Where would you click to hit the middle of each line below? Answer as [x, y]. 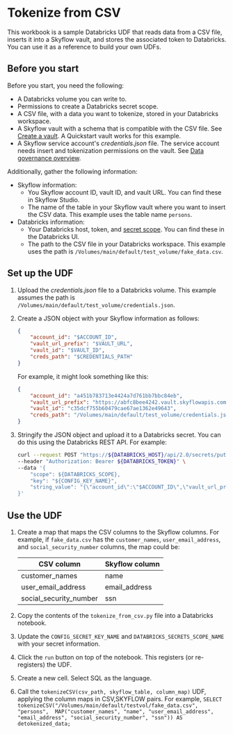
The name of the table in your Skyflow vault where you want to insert [127, 207]
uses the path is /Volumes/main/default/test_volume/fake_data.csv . [126, 251]
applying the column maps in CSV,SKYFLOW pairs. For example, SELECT [120, 699]
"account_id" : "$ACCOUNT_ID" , [74, 337]
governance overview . [49, 158]
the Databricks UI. [54, 236]
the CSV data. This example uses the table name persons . [110, 214]
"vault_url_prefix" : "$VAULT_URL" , [82, 344]
